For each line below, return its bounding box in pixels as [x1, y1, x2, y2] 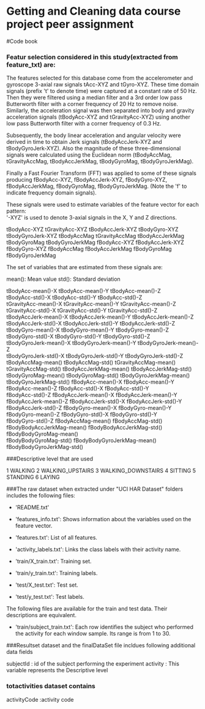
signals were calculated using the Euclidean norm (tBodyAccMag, [6, 151, 172, 158]
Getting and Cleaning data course [6, 4, 181, 18]
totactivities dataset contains [6, 682, 96, 691]
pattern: [6, 207, 26, 215]
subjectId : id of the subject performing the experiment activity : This [6, 660, 179, 667]
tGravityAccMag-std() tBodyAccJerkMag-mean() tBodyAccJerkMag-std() [6, 365, 192, 373]
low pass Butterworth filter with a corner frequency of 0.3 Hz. [6, 120, 162, 127]
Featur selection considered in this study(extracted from [6, 53, 179, 61]
